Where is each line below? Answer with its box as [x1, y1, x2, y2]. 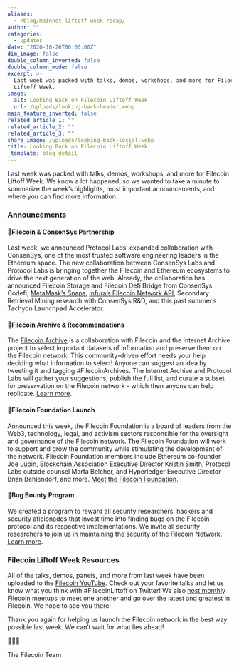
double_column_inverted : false [7, 57, 100, 64]
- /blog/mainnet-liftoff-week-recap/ [14, 17, 126, 24]
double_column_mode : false [7, 64, 87, 71]
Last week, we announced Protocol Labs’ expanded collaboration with [7, 243, 213, 252]
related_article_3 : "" [7, 130, 75, 137]
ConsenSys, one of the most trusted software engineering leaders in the [7, 251, 219, 260]
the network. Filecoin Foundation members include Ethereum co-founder [7, 452, 221, 460]
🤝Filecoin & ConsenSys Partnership [7, 228, 115, 236]
